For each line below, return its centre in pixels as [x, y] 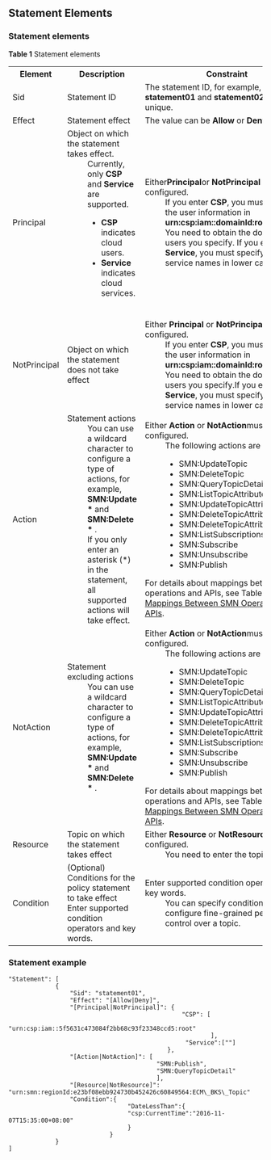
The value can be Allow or [195, 120]
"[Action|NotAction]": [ [111, 1057]
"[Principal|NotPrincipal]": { [122, 1007]
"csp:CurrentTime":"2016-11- [177, 1113]
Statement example [48, 962]
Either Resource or [181, 834]
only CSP [105, 174]
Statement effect [99, 120]
